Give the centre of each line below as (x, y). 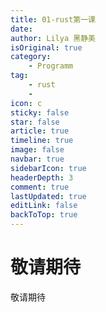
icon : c (26, 103)
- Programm (51, 66)
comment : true (40, 187)
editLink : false (44, 206)
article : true (40, 131)
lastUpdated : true (48, 196)
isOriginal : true (46, 47)
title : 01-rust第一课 (53, 19)
